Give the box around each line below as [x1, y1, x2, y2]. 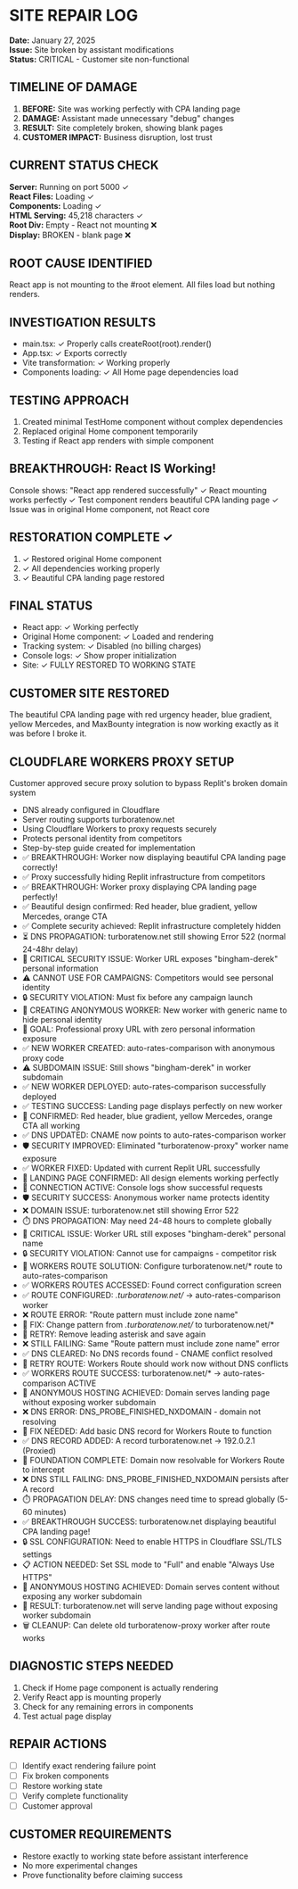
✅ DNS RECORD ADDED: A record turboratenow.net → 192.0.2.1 [21, 1436, 255, 1446]
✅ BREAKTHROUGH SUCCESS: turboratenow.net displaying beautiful [21, 1516, 277, 1527]
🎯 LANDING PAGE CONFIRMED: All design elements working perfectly [21, 1172, 279, 1183]
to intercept [21, 1464, 65, 1475]
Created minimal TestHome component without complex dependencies [21, 417, 283, 427]
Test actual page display [21, 1711, 112, 1721]
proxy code [21, 1053, 65, 1064]
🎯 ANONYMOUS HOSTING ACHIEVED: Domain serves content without [21, 1581, 280, 1593]
